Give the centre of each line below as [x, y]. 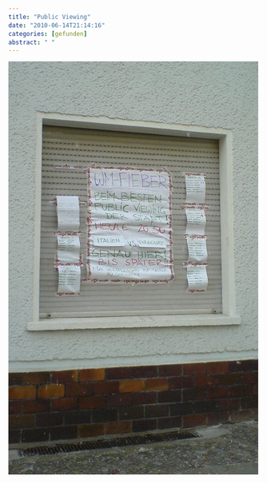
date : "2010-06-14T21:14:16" [57, 25]
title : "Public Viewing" [50, 17]
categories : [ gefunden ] [48, 34]
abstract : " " [32, 42]
